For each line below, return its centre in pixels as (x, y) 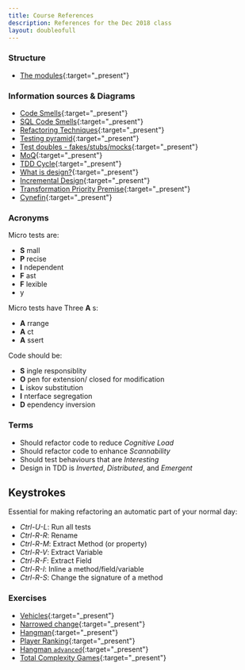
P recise (33, 259)
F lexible (33, 284)
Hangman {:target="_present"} (69, 632)
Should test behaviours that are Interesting (89, 459)
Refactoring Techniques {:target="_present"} (92, 130)
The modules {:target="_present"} (74, 75)
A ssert (32, 340)
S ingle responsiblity (53, 371)
